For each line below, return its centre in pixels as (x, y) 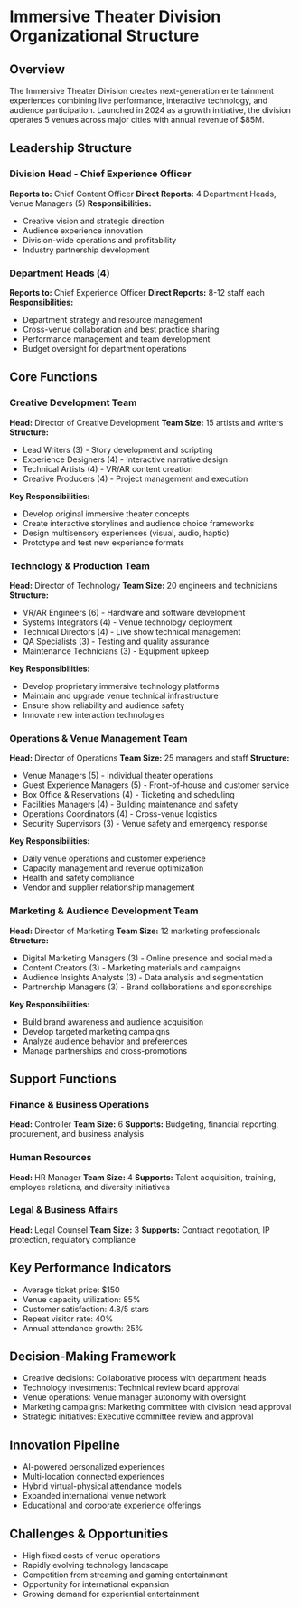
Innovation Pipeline (65, 1445)
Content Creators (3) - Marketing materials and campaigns (131, 967)
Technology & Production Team (80, 565)
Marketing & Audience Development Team (104, 911)
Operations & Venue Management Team (98, 738)
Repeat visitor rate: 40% (68, 1319)
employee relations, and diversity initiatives (89, 1187)
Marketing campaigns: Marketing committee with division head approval (157, 1407)
